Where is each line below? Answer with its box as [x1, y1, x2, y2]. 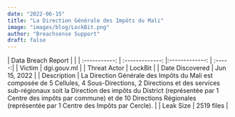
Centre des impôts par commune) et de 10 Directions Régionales [7, 94, 197, 103]
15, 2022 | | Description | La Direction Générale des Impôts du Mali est [7, 72, 213, 80]
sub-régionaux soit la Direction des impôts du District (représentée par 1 [7, 87, 219, 95]
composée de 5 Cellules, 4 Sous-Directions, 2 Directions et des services [7, 79, 221, 87]
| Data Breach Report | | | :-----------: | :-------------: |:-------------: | [7, 56, 212, 65]
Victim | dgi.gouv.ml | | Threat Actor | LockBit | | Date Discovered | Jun [19, 64, 226, 72]
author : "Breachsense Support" [7, 30, 100, 38]
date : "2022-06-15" [7, 10, 66, 18]
